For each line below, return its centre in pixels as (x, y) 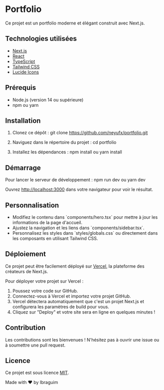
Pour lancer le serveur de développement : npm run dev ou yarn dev (75, 180)
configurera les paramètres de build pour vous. (61, 307)
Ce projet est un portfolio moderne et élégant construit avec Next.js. (75, 23)
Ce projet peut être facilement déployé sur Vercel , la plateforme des (75, 266)
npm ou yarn (25, 105)
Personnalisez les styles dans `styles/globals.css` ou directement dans (85, 233)
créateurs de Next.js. (27, 271)
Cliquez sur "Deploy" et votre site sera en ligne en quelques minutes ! (84, 312)
